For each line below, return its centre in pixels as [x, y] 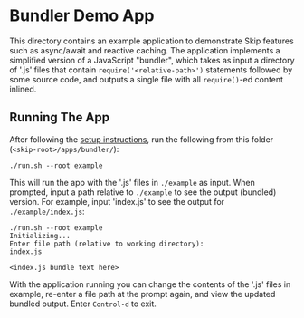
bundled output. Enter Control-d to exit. [83, 304]
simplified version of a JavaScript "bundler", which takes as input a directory [152, 60]
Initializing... [40, 236]
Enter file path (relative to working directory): [107, 244]
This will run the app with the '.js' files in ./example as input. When [133, 182]
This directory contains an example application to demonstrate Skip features [152, 41]
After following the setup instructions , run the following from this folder [142, 139]
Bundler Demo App [82, 16]
